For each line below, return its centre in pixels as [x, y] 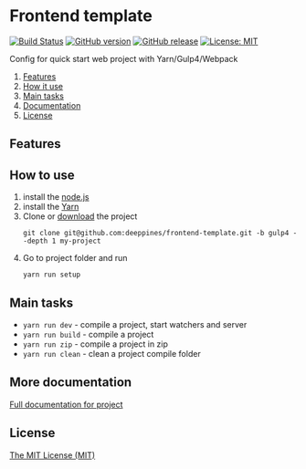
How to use [42, 175]
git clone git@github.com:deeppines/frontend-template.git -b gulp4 [156, 234]
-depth [35, 241]
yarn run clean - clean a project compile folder [111, 353]
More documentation [71, 383]
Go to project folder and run [75, 258]
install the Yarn [51, 207]
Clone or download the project [80, 216]
